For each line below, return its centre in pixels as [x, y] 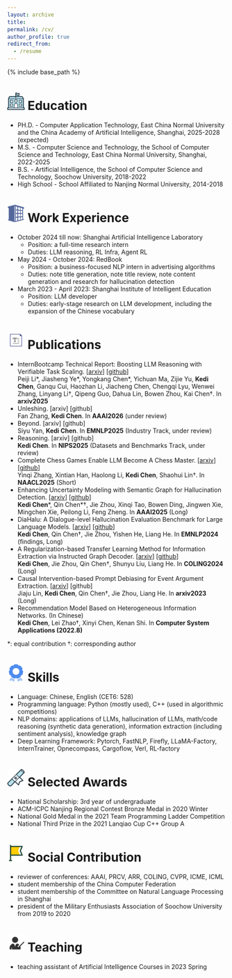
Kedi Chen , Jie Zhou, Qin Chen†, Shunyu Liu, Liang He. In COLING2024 [120, 563]
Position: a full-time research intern [78, 244]
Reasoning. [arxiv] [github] [56, 438]
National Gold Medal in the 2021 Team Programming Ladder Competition [121, 816]
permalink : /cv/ [31, 29]
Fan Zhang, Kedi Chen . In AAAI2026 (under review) [92, 416]
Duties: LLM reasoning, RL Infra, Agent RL [88, 252]
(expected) [33, 140]
